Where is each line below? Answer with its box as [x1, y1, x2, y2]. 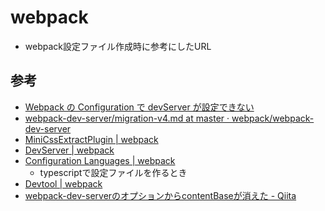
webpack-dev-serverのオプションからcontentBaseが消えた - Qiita [24, 189, 297, 201]
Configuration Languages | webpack [24, 154, 176, 166]
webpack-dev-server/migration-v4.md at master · [24, 112, 230, 124]
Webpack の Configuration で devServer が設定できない [24, 101, 255, 113]
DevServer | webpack [24, 144, 115, 156]
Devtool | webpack [24, 177, 103, 190]
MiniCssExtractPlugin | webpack [24, 133, 159, 145]
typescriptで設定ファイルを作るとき [39, 166, 188, 178]
